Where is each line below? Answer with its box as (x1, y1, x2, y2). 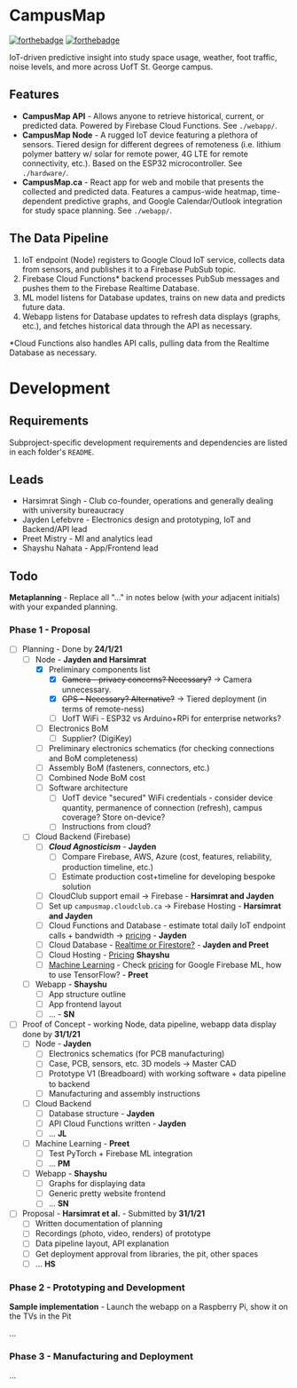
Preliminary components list (48, 663, 151, 675)
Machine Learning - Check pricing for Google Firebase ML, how (48, 959, 282, 970)
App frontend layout (48, 999, 122, 1010)
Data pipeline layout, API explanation (35, 1238, 170, 1249)
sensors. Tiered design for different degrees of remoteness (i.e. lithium (21, 139, 281, 149)
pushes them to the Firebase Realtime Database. (21, 282, 200, 293)
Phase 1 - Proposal (9, 623, 90, 636)
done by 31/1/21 (21, 1029, 82, 1040)
